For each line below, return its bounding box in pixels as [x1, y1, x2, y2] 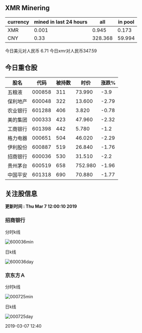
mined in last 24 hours [34, 18, 88, 25]
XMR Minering [5, 4, 50, 12]
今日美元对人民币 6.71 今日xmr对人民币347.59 [5, 48, 97, 53]
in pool [118, 18, 135, 25]
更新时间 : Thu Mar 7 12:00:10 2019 [5, 203, 77, 210]
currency [7, 18, 29, 25]
